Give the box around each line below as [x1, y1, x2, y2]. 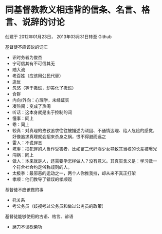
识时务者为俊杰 [12, 54, 42, 60]
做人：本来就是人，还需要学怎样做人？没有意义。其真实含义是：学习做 [12, 158, 153, 164]
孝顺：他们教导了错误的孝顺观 [12, 176, 72, 182]
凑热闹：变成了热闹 [12, 103, 51, 109]
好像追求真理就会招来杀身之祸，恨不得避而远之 [12, 134, 106, 139]
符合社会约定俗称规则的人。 [16, 164, 72, 170]
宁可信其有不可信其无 [12, 60, 55, 66]
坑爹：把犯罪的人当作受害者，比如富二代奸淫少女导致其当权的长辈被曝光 [12, 146, 157, 152]
